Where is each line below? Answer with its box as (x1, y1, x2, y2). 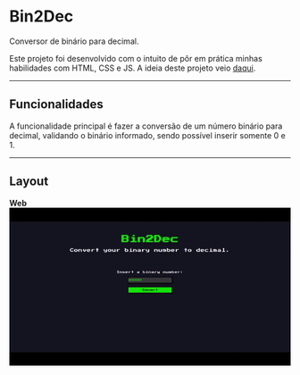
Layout (9, 174, 49, 189)
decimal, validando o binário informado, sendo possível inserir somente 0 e (9, 129, 286, 140)
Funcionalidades (9, 96, 104, 112)
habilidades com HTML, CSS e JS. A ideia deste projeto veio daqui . (9, 62, 256, 73)
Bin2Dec (9, 6, 74, 27)
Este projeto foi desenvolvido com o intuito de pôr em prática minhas (9, 53, 263, 63)
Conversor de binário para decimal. (9, 36, 139, 46)
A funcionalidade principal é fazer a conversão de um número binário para (9, 121, 283, 131)
